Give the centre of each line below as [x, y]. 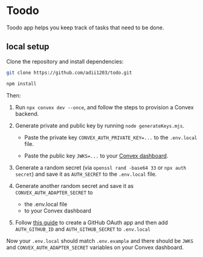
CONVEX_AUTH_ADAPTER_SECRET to [54, 192]
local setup [28, 47]
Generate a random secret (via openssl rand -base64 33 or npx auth [101, 167]
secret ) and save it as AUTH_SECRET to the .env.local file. [86, 174]
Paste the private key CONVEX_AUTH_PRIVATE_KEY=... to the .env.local [111, 137]
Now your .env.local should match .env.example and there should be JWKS [100, 241]
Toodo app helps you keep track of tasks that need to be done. [85, 27]
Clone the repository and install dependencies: [65, 61]
